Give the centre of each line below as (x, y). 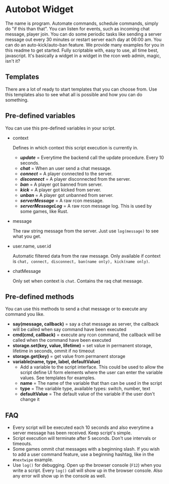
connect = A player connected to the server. (66, 174)
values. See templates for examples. (58, 378)
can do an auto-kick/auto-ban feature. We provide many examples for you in (85, 45)
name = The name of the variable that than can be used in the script (91, 383)
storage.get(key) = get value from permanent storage (69, 356)
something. (17, 100)
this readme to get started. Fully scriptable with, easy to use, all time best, (82, 50)
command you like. (25, 314)
